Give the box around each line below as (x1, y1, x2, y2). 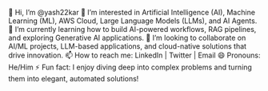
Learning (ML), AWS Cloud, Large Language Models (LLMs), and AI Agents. (8, 16, 258, 26)
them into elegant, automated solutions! (8, 74, 139, 83)
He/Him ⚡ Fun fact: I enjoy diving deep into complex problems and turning (8, 62, 252, 72)
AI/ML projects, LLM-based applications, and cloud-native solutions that (8, 42, 246, 51)
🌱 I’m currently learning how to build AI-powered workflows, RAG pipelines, (8, 25, 257, 34)
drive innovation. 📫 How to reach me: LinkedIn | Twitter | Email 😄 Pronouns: (8, 50, 261, 60)
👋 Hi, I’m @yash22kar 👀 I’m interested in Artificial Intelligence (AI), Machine (8, 8, 256, 17)
